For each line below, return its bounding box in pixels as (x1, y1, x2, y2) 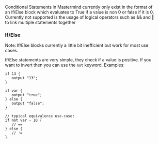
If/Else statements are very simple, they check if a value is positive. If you (5, 57, 152, 63)
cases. (5, 48, 18, 54)
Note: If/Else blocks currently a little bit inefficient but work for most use (5, 43, 149, 48)
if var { (5, 88, 23, 93)
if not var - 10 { (5, 118, 42, 123)
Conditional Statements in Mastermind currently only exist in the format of (5, 4, 153, 10)
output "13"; (11, 76, 38, 81)
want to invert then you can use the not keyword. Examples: (5, 62, 125, 68)
